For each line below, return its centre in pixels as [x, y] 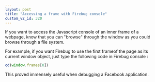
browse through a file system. [35, 42]
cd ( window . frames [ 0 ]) [27, 65]
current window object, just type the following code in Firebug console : [77, 57]
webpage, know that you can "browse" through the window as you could [78, 37]
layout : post [18, 9]
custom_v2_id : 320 [23, 18]
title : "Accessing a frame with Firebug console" [56, 14]
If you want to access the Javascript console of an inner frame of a [72, 32]
